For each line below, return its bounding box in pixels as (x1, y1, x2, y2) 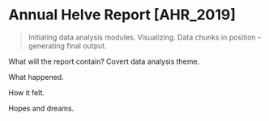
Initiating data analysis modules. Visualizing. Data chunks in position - (28, 32, 262, 42)
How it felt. (8, 87, 45, 98)
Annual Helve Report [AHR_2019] (8, 6, 237, 24)
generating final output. (28, 40, 107, 50)
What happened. (8, 72, 64, 81)
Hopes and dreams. (8, 103, 75, 113)
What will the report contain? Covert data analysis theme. (8, 56, 200, 66)
